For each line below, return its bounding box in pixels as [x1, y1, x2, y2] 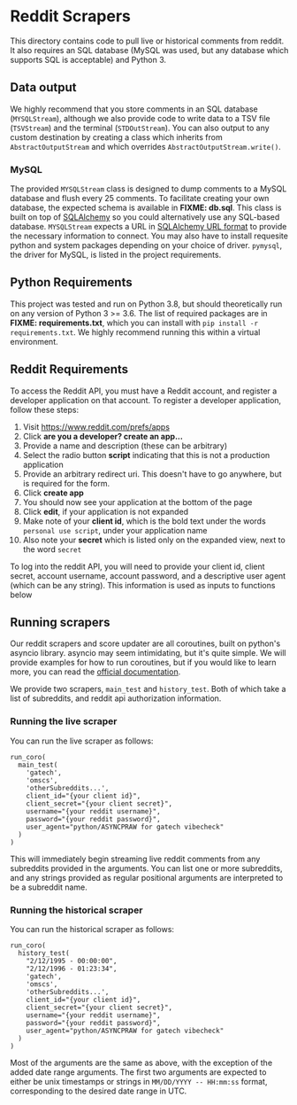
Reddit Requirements [10, 362, 129, 377]
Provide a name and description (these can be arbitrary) [22, 440, 228, 451]
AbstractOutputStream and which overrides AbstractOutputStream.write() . [10, 141, 281, 152]
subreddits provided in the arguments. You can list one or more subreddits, [10, 862, 283, 874]
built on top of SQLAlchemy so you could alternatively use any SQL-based [10, 212, 280, 222]
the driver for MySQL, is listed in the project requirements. [10, 250, 222, 261]
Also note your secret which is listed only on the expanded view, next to [22, 534, 286, 545]
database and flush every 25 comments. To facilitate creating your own [10, 193, 270, 204]
